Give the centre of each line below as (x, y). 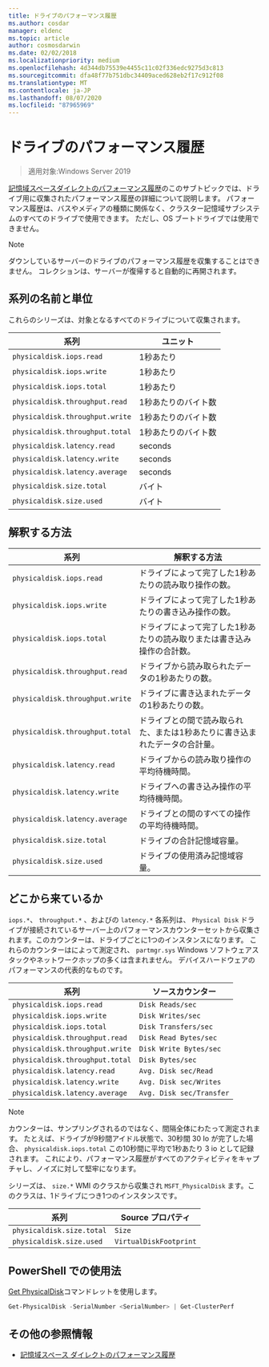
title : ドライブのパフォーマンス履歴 (63, 16)
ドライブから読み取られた (187, 665)
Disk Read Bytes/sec (178, 1037)
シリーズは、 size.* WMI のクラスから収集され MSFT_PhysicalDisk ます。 (128, 1186)
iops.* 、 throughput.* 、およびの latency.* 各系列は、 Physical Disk (124, 919)
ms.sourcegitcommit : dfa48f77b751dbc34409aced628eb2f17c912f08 (116, 75)
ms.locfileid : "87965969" (51, 105)
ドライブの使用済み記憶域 (187, 856)
